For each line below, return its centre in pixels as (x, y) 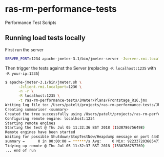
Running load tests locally (45, 38)
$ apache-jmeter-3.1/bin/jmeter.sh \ (43, 82)
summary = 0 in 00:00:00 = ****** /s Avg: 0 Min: (65, 141)
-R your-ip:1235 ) (22, 73)
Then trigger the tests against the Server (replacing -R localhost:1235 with (81, 68)
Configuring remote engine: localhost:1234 (50, 118)
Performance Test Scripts (31, 22)
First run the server (24, 49)
